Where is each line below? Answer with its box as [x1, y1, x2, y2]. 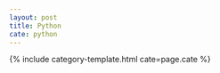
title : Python [9, 21, 62, 30]
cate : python [9, 29, 58, 38]
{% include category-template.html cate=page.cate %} [9, 54, 211, 65]
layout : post [9, 12, 58, 22]
